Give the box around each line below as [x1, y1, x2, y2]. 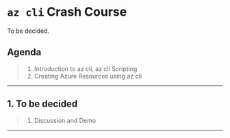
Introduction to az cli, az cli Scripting [34, 64, 138, 72]
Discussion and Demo [34, 116, 97, 124]
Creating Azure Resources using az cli [34, 72, 142, 80]
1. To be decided [7, 98, 78, 110]
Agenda [7, 46, 42, 58]
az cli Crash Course [7, 4, 127, 20]
